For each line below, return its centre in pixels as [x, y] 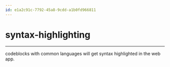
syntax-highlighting [48, 35]
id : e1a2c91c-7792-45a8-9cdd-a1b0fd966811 [51, 10]
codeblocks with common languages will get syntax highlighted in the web [83, 53]
